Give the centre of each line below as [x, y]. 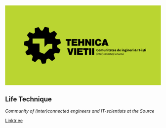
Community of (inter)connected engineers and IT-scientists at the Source [80, 111]
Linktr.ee [14, 121]
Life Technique [28, 99]
